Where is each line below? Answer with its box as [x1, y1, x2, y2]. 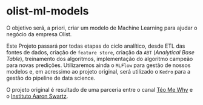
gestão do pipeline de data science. [6, 74, 96, 81]
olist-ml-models [6, 4, 89, 18]
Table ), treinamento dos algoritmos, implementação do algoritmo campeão [6, 55, 193, 62]
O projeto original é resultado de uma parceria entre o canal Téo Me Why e [6, 86, 193, 93]
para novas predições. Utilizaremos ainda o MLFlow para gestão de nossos [6, 62, 191, 69]
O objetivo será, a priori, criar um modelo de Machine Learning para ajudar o [6, 24, 198, 31]
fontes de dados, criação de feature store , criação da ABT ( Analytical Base [6, 48, 195, 56]
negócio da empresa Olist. [6, 30, 72, 37]
